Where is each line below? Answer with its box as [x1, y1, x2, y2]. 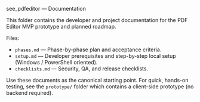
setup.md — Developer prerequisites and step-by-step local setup [14, 52, 176, 59]
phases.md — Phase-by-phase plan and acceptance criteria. [14, 46, 162, 53]
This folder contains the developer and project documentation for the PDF [6, 17, 188, 23]
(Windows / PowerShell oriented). [14, 59, 98, 66]
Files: [6, 35, 20, 41]
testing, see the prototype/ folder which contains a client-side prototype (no [6, 83, 194, 90]
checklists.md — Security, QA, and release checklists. [14, 65, 148, 72]
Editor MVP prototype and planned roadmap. [6, 23, 116, 30]
